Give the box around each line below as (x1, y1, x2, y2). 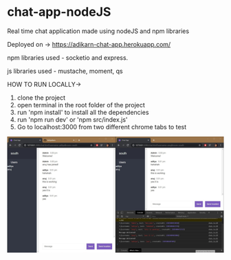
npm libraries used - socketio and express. (7, 53, 129, 62)
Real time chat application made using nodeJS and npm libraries (7, 27, 190, 35)
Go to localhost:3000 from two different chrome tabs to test (16, 122, 187, 131)
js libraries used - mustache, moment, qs (7, 67, 123, 75)
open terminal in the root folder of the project (16, 100, 146, 109)
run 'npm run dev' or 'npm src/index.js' (16, 115, 129, 124)
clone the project (16, 94, 66, 102)
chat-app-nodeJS (7, 4, 111, 20)
